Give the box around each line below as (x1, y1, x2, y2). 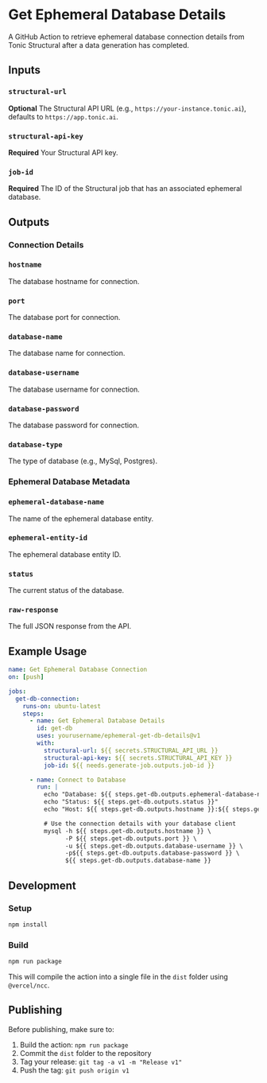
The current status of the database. (8, 586, 125, 595)
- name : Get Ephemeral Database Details (29, 717, 165, 725)
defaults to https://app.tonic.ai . (8, 111, 119, 121)
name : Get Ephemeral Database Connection (8, 666, 148, 674)
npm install (8, 921, 48, 929)
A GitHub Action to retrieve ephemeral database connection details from (8, 32, 245, 41)
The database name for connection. (8, 349, 126, 358)
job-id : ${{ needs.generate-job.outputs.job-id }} (43, 762, 215, 769)
